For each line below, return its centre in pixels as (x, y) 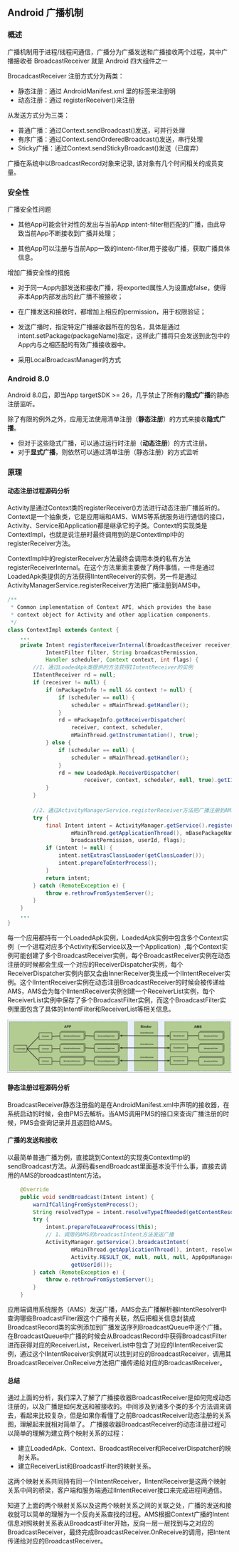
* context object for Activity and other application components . (111, 615)
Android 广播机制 (46, 13)
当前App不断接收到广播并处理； (70, 233)
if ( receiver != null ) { (70, 683)
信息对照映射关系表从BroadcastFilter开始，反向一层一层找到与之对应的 (111, 1523)
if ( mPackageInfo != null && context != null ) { (119, 690)
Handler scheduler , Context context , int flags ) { (122, 660)
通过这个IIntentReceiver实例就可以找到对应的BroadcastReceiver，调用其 (126, 1354)
